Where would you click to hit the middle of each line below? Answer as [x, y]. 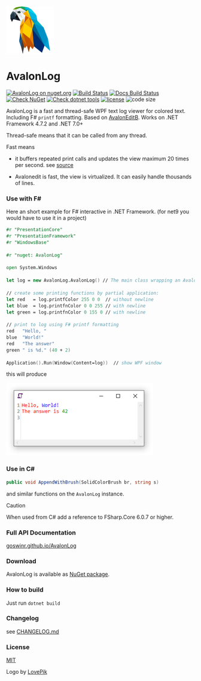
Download [22, 561]
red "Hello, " [26, 331]
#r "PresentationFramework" [41, 236]
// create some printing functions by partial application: [83, 293]
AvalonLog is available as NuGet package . [58, 574]
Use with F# [24, 198]
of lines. [25, 183]
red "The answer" [31, 344]
